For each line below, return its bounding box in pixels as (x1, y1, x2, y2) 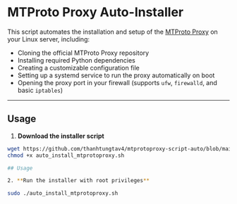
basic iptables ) (17, 86, 63, 94)
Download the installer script (17, 132, 104, 140)
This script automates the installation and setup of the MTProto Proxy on (7, 27, 219, 36)
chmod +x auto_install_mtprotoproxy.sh (7, 152, 125, 159)
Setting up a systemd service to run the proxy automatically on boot (17, 71, 215, 79)
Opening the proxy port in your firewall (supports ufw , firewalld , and (17, 78, 217, 87)
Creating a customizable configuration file (17, 63, 140, 72)
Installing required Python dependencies (17, 56, 136, 64)
